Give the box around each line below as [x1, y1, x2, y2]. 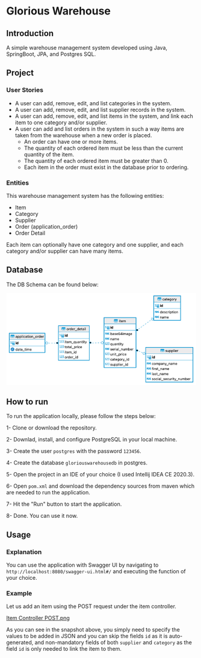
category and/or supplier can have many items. [6, 247, 123, 254]
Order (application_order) [14, 223, 78, 230]
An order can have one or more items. [23, 138, 119, 145]
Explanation [6, 547, 42, 556]
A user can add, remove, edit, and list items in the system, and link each [14, 112, 194, 120]
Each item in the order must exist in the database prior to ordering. [23, 164, 189, 171]
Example [6, 589, 32, 598]
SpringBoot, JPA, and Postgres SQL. [6, 51, 96, 58]
